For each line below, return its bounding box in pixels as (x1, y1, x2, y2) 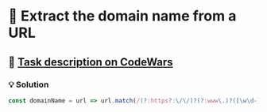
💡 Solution (8, 79, 49, 90)
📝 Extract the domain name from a (8, 7, 237, 25)
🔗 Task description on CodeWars (8, 55, 173, 69)
